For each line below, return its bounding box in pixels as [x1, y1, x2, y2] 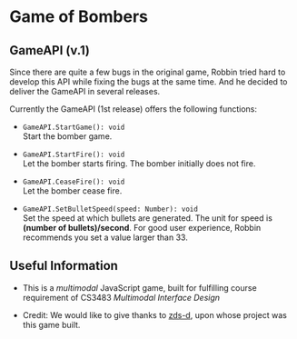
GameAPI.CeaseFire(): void [22, 177, 125, 186]
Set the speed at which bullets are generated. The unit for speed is [22, 213, 272, 224]
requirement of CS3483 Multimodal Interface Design [22, 292, 221, 303]
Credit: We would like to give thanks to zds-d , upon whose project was [22, 309, 288, 320]
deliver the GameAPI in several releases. [9, 86, 161, 96]
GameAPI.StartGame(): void [22, 123, 125, 132]
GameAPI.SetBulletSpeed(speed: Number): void [22, 204, 198, 214]
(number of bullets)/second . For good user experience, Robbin [22, 223, 262, 233]
